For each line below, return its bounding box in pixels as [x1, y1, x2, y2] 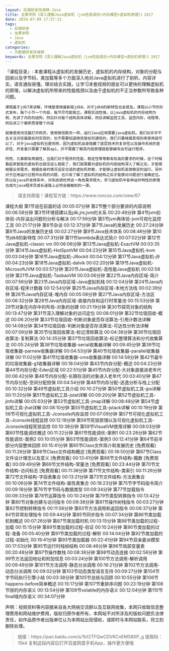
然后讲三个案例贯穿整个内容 [5, 121, 54, 126]
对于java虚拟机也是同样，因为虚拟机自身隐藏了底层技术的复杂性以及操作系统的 [16, 141, 157, 147]
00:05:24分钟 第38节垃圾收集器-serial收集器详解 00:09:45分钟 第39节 [11, 342, 156, 348]
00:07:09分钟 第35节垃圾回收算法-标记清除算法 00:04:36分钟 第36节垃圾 [5, 329, 157, 335]
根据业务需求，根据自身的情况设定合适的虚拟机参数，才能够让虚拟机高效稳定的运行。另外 [5, 167, 162, 172]
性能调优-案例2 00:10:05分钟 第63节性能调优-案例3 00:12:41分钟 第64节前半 [5, 436, 163, 442]
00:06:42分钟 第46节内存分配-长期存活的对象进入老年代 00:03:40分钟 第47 [5, 373, 162, 379]
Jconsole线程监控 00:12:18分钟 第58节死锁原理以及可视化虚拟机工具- [12, 417, 155, 423]
